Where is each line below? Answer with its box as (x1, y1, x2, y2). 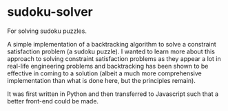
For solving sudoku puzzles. (7, 27, 87, 35)
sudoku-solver (7, 4, 93, 20)
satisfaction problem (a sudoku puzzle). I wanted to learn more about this (7, 47, 216, 56)
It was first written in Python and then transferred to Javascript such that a (7, 90, 219, 98)
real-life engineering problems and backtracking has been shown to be (7, 62, 209, 70)
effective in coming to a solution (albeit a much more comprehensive (7, 69, 202, 77)
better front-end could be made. (7, 97, 99, 105)
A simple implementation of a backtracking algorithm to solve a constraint (7, 40, 217, 48)
